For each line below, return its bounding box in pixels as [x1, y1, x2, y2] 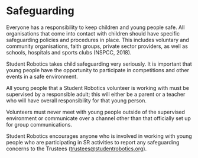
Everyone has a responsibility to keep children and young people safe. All [6, 24, 185, 31]
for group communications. [6, 121, 73, 128]
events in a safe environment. [6, 73, 78, 80]
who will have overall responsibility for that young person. [6, 96, 147, 104]
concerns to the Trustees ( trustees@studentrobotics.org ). [6, 145, 147, 152]
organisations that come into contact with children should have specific [6, 30, 180, 37]
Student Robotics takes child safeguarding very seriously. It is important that [6, 60, 192, 67]
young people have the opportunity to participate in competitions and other [6, 66, 190, 73]
